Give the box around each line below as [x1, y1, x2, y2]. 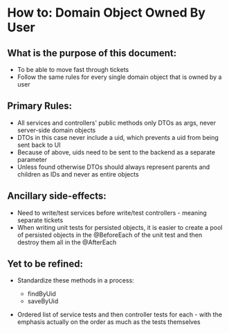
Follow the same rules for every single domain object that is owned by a [17, 73, 222, 81]
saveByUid [27, 297, 59, 305]
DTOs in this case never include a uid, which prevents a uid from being [17, 133, 219, 141]
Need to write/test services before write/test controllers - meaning [17, 208, 208, 217]
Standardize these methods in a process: [17, 276, 135, 285]
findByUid [27, 289, 57, 298]
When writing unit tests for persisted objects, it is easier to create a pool [17, 223, 223, 231]
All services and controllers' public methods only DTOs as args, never [17, 118, 217, 127]
